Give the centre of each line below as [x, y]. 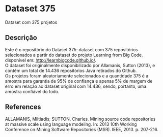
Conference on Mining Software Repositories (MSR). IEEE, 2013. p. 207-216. [82, 129]
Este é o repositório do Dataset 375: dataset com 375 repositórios [72, 49]
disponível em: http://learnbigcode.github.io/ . [51, 60]
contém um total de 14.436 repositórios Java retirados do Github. [71, 70]
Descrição [21, 38]
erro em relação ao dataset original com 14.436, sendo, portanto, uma [76, 86]
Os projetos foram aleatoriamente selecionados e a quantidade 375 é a [77, 76]
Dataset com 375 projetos [31, 22]
